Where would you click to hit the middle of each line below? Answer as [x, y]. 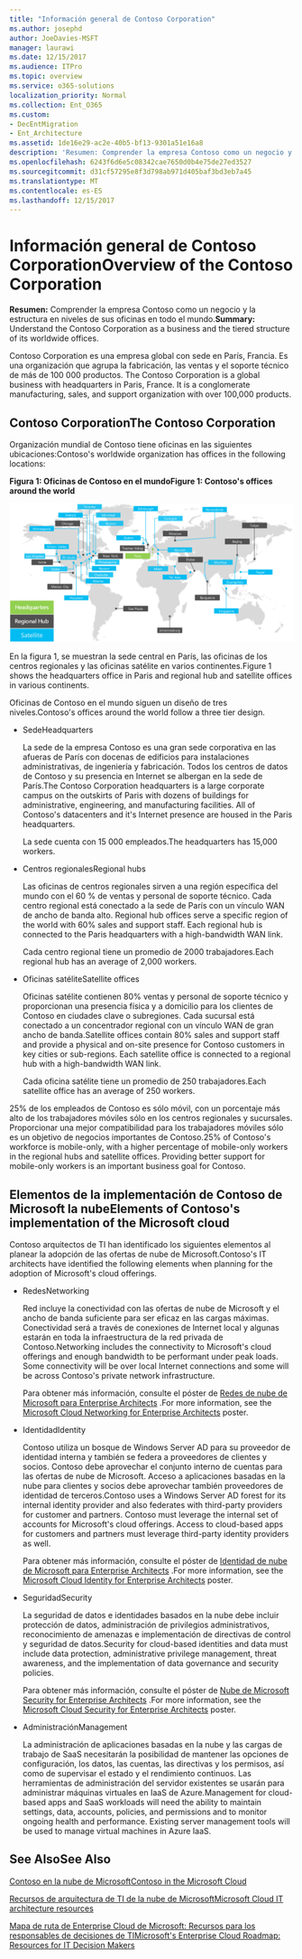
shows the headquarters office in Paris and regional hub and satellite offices [151, 676]
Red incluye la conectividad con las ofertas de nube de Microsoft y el [151, 1308]
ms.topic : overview [46, 77]
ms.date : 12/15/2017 [48, 57]
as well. [37, 1543]
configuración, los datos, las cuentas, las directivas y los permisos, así [153, 1764]
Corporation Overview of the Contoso [151, 265]
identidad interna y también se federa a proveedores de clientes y [145, 1456]
